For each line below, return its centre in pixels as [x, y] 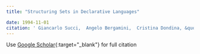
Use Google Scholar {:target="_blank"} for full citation [71, 45]
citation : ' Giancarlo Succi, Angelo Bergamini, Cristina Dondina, [94, 28]
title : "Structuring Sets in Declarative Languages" [73, 12]
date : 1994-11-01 [28, 22]
